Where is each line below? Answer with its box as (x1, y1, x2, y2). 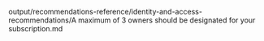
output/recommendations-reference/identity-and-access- (8, 7, 203, 16)
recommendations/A (8, 15, 77, 25)
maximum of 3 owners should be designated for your (78, 15, 256, 25)
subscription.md (8, 24, 63, 33)
